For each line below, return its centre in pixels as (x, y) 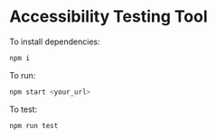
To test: (23, 109)
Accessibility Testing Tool (108, 17)
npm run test (34, 125)
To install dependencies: (55, 41)
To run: (23, 75)
